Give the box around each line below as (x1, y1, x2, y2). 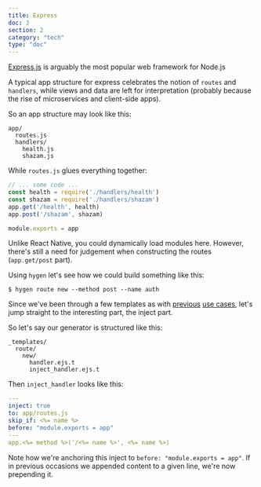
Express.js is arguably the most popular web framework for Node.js (8, 62, 226, 71)
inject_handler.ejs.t (28, 366, 100, 374)
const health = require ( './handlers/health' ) (8, 189, 159, 196)
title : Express (8, 11, 58, 20)
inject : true (8, 402, 51, 410)
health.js (22, 145, 55, 153)
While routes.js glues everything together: (8, 166, 147, 175)
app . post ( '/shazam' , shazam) (8, 210, 103, 218)
